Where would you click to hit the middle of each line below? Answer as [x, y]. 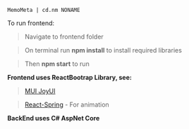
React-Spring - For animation [67, 104]
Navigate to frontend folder [64, 36]
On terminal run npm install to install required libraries [103, 50]
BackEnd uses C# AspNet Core [54, 118]
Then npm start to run [57, 64]
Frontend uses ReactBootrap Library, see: [69, 77]
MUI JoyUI [40, 91]
